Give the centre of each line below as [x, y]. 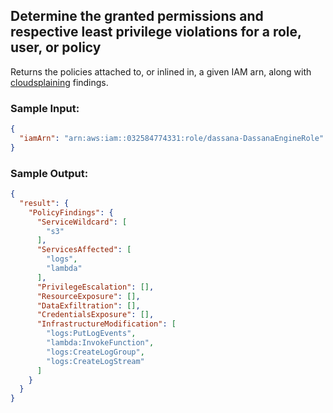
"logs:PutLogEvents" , [91, 334]
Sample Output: [49, 173]
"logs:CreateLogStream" [95, 361]
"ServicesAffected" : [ [84, 250]
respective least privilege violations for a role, [156, 32]
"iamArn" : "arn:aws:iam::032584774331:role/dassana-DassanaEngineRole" [172, 138]
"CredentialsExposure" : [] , [95, 315]
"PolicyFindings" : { [71, 212]
